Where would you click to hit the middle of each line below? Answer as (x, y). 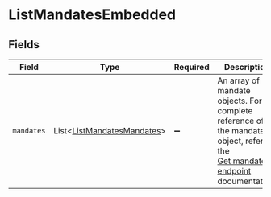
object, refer (240, 141)
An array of (239, 80)
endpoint (234, 171)
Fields (24, 45)
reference (236, 121)
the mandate (241, 131)
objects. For (240, 101)
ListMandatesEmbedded (92, 15)
